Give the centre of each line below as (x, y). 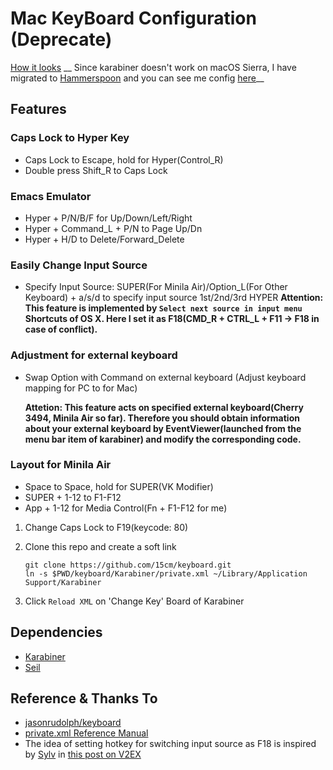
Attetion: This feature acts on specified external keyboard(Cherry (164, 407)
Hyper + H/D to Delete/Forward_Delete (104, 239)
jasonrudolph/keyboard (73, 723)
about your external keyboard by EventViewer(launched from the (163, 428)
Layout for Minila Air (61, 465)
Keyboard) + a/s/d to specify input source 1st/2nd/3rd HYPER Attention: (174, 298)
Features (38, 109)
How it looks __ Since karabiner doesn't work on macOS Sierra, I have (153, 67)
